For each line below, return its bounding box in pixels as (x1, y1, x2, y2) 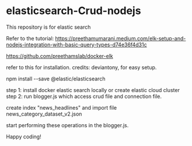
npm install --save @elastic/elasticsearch (6, 75, 106, 82)
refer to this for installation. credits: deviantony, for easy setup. (6, 63, 157, 71)
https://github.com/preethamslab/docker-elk (6, 52, 114, 59)
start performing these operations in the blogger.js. (6, 121, 129, 128)
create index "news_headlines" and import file (6, 104, 117, 111)
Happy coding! (6, 133, 42, 140)
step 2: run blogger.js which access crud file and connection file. (6, 93, 162, 100)
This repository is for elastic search (6, 23, 91, 30)
